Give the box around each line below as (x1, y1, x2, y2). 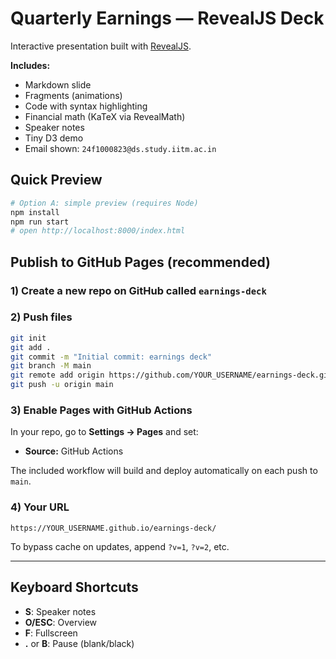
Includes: (10, 59, 51, 71)
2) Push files (10, 310, 73, 324)
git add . (10, 342, 52, 352)
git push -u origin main (10, 380, 114, 390)
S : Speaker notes (24, 605, 97, 617)
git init (10, 333, 47, 343)
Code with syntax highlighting (24, 100, 148, 112)
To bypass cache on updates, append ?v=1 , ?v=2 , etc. (10, 540, 230, 552)
